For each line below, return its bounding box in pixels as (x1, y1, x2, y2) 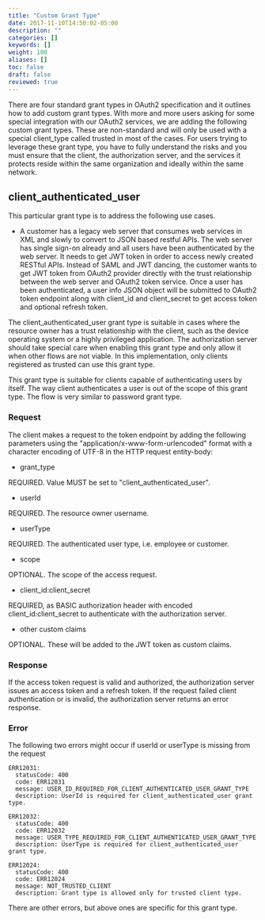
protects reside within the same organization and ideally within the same (8, 159, 244, 168)
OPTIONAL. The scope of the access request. (8, 569, 157, 579)
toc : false (8, 63, 44, 71)
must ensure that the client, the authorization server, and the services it (8, 150, 241, 159)
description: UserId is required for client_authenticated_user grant (15, 792, 253, 800)
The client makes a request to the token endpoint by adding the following (8, 430, 247, 439)
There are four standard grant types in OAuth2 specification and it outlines (8, 100, 251, 109)
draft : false (8, 71, 51, 79)
